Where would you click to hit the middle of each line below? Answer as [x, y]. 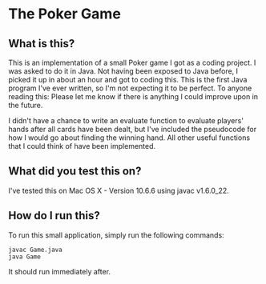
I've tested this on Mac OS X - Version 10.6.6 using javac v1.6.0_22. [119, 190]
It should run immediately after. [59, 271]
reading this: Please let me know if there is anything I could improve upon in [133, 96]
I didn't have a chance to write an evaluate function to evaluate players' [126, 120]
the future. [26, 105]
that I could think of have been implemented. [82, 146]
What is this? [42, 44]
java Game [25, 257]
